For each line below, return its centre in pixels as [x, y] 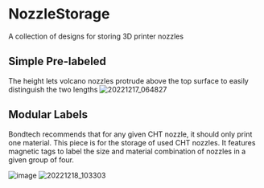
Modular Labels [48, 114]
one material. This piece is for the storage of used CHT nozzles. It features [132, 142]
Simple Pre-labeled [58, 61]
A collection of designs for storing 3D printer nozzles [96, 36]
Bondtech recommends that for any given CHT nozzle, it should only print [130, 134]
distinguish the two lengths [53, 89]
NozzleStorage [59, 14]
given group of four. [41, 159]
